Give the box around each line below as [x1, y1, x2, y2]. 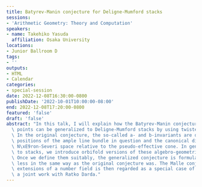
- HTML [6, 71, 23, 77]
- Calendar [6, 76, 34, 82]
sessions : [6, 14, 31, 21]
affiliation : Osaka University [11, 37, 90, 43]
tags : [6, 54, 20, 60]
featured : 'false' [6, 110, 52, 116]
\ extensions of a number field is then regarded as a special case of [11, 166, 195, 172]
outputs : [6, 65, 28, 71]
